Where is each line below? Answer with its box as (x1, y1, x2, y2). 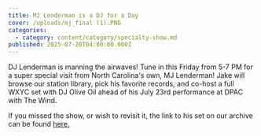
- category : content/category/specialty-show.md (15, 33, 178, 42)
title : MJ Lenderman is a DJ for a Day (8, 11, 139, 20)
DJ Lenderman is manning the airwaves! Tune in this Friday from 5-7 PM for (8, 62, 253, 72)
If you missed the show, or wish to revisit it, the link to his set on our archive (8, 111, 253, 120)
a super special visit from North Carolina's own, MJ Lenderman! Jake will (8, 71, 245, 80)
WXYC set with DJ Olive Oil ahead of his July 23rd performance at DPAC (8, 87, 244, 97)
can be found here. (8, 119, 70, 129)
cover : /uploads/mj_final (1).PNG (8, 19, 122, 27)
